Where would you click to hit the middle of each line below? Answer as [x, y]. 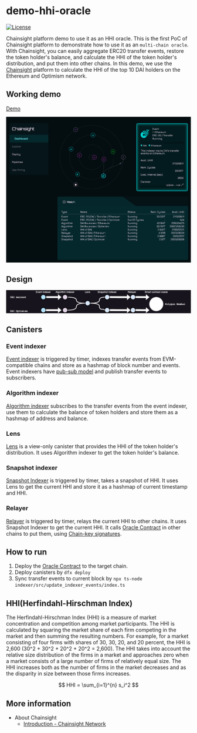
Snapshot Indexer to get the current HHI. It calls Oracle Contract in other [94, 527]
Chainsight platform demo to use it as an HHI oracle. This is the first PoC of [97, 38]
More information [39, 703]
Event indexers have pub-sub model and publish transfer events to [86, 372]
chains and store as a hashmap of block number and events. [107, 365]
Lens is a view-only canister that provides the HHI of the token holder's [92, 446]
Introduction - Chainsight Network [64, 724]
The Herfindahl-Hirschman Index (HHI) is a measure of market [81, 617]
